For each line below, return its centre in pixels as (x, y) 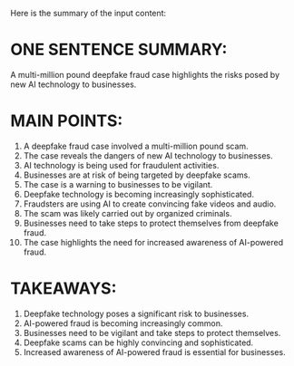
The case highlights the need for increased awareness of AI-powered (153, 242)
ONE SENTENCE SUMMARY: (119, 50)
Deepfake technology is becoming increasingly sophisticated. (139, 194)
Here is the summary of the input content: (88, 13)
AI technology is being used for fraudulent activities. (121, 165)
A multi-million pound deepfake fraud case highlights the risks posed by (145, 74)
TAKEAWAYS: (64, 289)
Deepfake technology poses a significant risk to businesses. (136, 313)
